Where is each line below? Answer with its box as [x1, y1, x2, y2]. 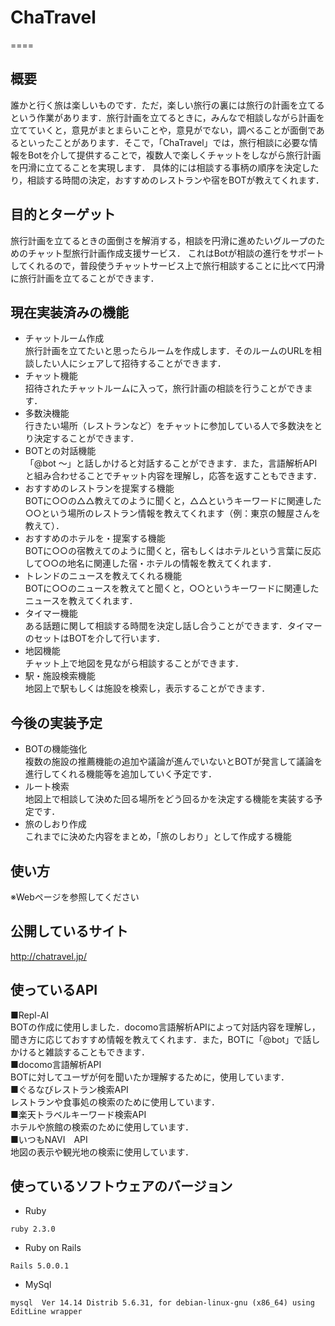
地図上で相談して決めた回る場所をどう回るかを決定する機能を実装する [24, 793, 315, 805]
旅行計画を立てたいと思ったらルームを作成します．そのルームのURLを [24, 345, 313, 357]
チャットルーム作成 [24, 332, 105, 345]
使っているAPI [10, 982, 98, 999]
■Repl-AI [10, 1009, 50, 1021]
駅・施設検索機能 [24, 670, 96, 682]
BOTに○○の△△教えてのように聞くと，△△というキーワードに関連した [24, 495, 322, 507]
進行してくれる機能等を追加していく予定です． [24, 768, 217, 780]
